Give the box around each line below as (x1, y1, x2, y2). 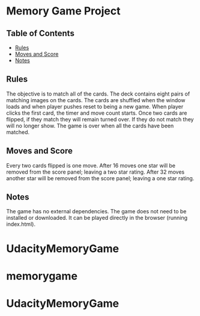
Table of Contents (6, 28, 75, 38)
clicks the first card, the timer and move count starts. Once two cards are (6, 109, 187, 117)
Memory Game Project (6, 4, 121, 18)
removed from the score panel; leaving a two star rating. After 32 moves (6, 168, 185, 175)
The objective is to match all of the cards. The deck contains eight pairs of (6, 90, 190, 97)
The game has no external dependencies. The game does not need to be (6, 208, 187, 215)
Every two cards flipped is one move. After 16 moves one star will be (6, 162, 176, 169)
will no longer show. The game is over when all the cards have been (6, 122, 174, 129)
